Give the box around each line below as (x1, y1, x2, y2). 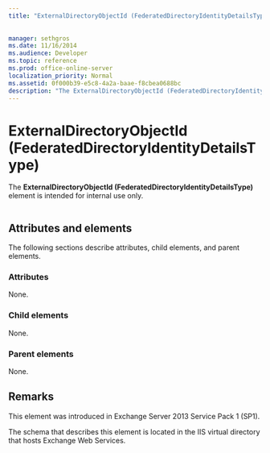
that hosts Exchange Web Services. (8, 435, 126, 445)
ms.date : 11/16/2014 (8, 42, 78, 50)
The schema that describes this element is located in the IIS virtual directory (8, 426, 260, 436)
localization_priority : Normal (8, 72, 113, 80)
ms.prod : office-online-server (8, 64, 113, 73)
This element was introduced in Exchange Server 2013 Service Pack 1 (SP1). (8, 411, 260, 421)
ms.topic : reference (8, 57, 78, 65)
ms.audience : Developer (8, 49, 88, 57)
